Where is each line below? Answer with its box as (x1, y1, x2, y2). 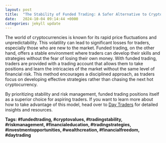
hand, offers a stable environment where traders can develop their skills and (5, 50, 161, 56)
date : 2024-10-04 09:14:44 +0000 (5, 16, 79, 21)
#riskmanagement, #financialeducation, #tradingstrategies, (5, 122, 131, 128)
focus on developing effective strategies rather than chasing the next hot (5, 76, 154, 82)
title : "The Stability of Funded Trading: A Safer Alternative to (5, 12, 147, 17)
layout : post (5, 7, 32, 12)
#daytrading (5, 132, 31, 138)
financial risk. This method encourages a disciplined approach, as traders (5, 71, 155, 77)
